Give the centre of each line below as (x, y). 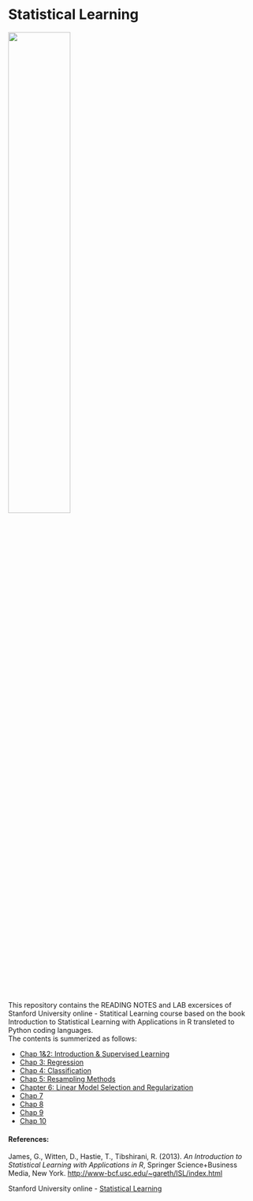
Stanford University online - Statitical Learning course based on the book (127, 1013)
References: (29, 1139)
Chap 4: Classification (56, 1070)
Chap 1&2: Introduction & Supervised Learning (95, 1053)
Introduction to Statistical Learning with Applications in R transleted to (121, 1021)
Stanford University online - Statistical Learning (85, 1188)
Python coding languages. (51, 1030)
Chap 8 (32, 1104)
